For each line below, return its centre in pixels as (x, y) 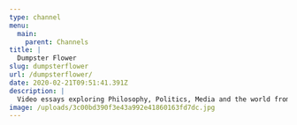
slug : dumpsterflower (49, 67)
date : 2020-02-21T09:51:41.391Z (69, 83)
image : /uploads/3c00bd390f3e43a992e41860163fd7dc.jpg (112, 107)
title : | (25, 50)
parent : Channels (57, 42)
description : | (37, 91)
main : (27, 33)
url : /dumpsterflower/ (51, 75)
